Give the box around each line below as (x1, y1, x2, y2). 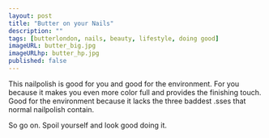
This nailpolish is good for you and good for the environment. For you (8, 78, 240, 89)
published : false (8, 57, 67, 65)
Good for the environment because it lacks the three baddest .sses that (8, 96, 246, 106)
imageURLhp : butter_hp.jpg (8, 49, 100, 57)
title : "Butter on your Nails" (8, 19, 114, 27)
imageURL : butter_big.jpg (8, 42, 96, 50)
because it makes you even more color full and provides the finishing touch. (8, 87, 262, 97)
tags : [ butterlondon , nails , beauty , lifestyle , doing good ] (8, 34, 220, 43)
